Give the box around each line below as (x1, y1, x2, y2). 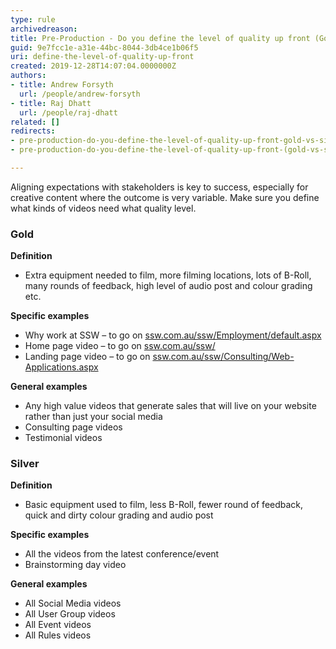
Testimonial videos (24, 432, 103, 444)
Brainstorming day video (24, 559, 127, 571)
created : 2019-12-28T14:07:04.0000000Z (10, 61, 177, 71)
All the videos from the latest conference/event (24, 548, 220, 560)
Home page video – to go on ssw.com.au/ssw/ (24, 340, 216, 352)
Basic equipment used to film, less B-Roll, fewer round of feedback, (24, 499, 304, 511)
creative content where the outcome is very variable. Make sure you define (10, 191, 320, 203)
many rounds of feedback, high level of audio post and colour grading (24, 280, 313, 292)
